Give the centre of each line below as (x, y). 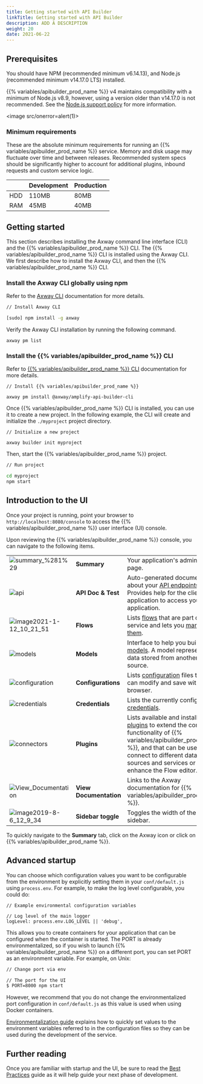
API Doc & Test (97, 592)
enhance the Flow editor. (162, 770)
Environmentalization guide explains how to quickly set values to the (91, 1022)
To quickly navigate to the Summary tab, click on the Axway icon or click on (101, 835)
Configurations (98, 683)
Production (90, 186)
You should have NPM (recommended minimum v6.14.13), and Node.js (93, 73)
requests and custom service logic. (50, 170)
